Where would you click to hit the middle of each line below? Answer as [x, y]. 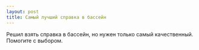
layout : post [23, 12]
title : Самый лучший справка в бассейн [56, 17]
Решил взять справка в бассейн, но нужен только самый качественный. [100, 34]
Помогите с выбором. [35, 40]
